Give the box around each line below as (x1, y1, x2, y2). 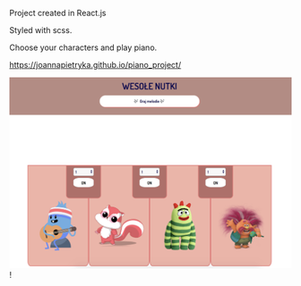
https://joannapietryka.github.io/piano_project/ (9, 60, 182, 70)
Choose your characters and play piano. (9, 42, 158, 53)
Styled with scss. (9, 25, 73, 35)
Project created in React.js (9, 8, 107, 18)
